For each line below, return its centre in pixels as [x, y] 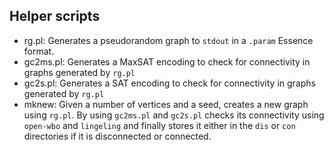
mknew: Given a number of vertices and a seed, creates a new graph [166, 104]
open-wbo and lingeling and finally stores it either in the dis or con [159, 125]
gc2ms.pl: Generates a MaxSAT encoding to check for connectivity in [167, 61]
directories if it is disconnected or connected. [117, 136]
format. [39, 51]
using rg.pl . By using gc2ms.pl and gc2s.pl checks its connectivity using [174, 115]
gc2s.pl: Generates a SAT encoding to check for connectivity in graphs [169, 83]
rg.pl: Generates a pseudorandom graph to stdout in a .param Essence [168, 40]
